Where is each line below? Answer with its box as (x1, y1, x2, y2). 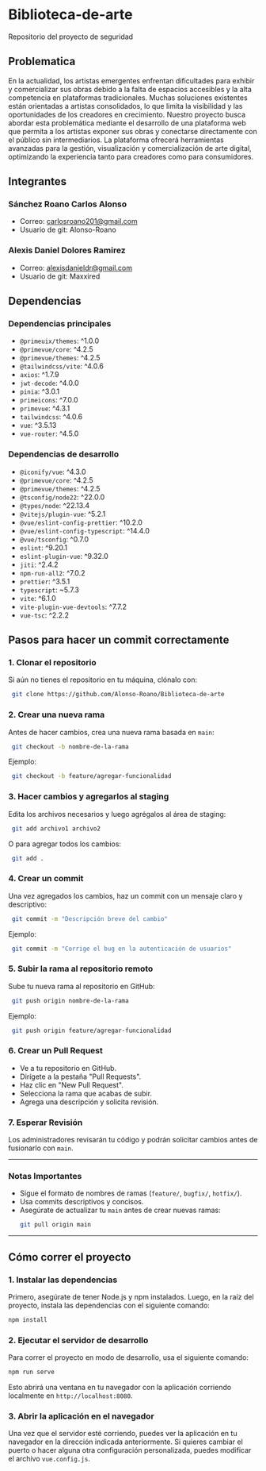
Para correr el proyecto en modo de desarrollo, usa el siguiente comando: (8, 1353, 249, 1362)
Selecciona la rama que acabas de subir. (19, 1088, 153, 1098)
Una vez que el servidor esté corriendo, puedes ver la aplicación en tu (8, 1429, 237, 1438)
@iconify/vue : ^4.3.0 (19, 467, 86, 476)
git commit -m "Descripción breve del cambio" (11, 915, 169, 922)
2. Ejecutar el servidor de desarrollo (8, 1334, 149, 1346)
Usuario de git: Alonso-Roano (19, 225, 116, 235)
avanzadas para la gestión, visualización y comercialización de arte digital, (8, 143, 252, 152)
